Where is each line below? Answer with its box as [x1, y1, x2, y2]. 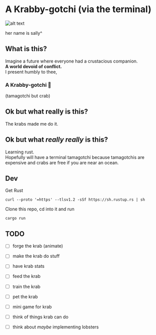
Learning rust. [5, 149, 34, 155]
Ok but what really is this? [5, 107, 88, 116]
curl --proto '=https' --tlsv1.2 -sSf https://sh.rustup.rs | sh [5, 197, 145, 202]
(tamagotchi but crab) [5, 93, 50, 99]
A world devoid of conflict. [5, 63, 62, 69]
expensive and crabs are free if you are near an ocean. [5, 159, 119, 165]
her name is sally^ [5, 30, 43, 36]
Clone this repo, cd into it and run [5, 206, 74, 212]
